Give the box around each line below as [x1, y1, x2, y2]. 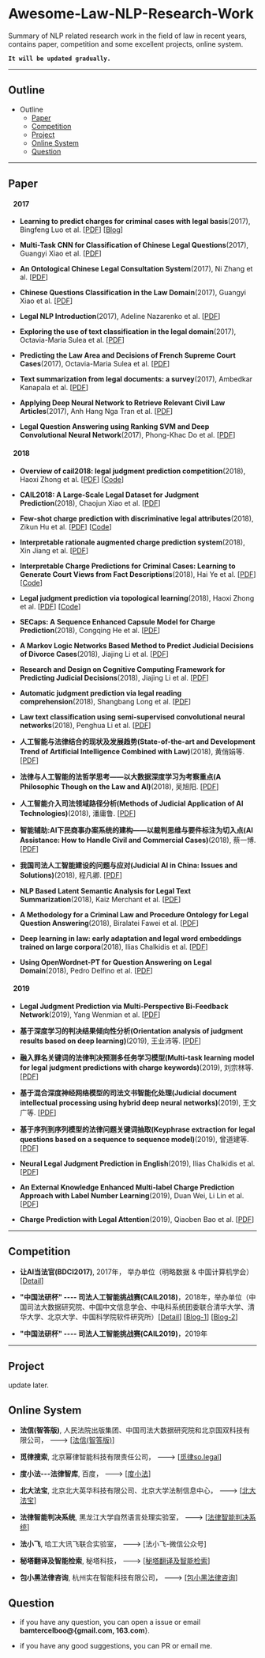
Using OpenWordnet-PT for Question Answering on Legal [19, 957, 212, 966]
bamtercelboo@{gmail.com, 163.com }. [19, 1626, 150, 1635]
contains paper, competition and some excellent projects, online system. [8, 39, 244, 48]
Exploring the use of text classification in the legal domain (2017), [19, 327, 237, 336]
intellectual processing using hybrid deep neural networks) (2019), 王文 [19, 1098, 257, 1107]
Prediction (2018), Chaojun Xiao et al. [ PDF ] [19, 498, 161, 507]
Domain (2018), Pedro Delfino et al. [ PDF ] [19, 966, 154, 975]
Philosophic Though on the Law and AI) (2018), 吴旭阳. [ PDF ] [19, 781, 219, 791]
